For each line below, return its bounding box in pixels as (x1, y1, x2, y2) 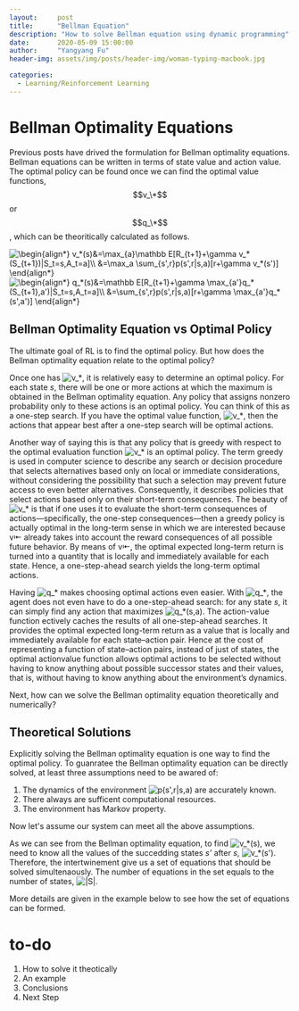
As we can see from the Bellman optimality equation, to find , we (9, 838, 276, 849)
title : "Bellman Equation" (9, 21, 129, 30)
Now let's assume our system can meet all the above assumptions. (9, 821, 255, 832)
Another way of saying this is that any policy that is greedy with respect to (9, 436, 282, 447)
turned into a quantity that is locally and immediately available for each (9, 551, 270, 561)
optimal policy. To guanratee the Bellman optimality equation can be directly (9, 758, 288, 768)
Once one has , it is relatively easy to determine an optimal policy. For (9, 372, 285, 383)
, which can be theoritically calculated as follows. (9, 231, 190, 242)
